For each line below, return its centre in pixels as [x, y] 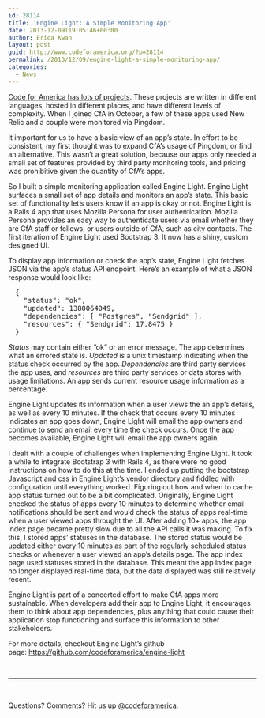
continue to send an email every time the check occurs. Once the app [121, 429]
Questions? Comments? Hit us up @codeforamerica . [93, 705]
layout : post [30, 45]
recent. [20, 579]
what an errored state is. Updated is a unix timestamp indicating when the [128, 355]
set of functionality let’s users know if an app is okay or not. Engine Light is [130, 203]
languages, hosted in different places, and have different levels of [115, 105]
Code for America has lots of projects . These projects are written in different [132, 96]
